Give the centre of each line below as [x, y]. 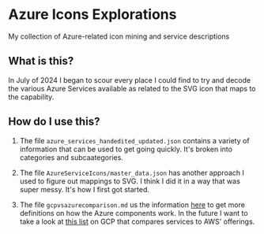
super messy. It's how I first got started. [85, 189]
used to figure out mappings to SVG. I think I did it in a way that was [130, 181]
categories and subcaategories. [72, 157]
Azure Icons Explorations [92, 15]
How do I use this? [54, 122]
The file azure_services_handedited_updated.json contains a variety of [135, 140]
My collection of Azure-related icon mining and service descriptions [119, 36]
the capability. [31, 97]
